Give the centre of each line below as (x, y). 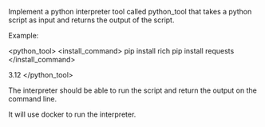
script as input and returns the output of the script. (91, 20)
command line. (33, 99)
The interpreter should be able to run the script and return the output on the (132, 90)
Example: (24, 36)
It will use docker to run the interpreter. (72, 114)
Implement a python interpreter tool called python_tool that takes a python (130, 12)
